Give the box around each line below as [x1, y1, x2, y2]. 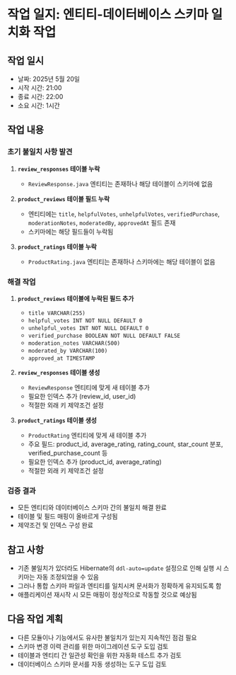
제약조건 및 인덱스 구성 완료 [17, 521, 94, 530]
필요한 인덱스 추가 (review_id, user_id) [28, 392, 136, 400]
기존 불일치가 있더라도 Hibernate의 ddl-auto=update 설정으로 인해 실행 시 [17, 564, 223, 572]
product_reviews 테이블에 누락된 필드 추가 [17, 294, 134, 302]
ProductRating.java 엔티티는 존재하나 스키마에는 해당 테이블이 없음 [28, 257, 216, 266]
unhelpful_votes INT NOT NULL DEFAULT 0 [28, 324, 149, 331]
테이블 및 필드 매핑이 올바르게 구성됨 [17, 512, 118, 521]
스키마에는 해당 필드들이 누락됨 [28, 227, 114, 236]
